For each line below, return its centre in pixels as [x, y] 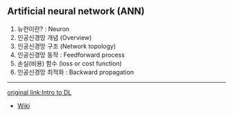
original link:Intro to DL [40, 92]
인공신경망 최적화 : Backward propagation [75, 72]
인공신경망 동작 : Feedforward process [71, 55]
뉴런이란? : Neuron [43, 29]
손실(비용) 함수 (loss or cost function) [70, 63]
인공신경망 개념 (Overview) [54, 37]
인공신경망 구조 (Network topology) [67, 46]
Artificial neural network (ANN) [76, 11]
